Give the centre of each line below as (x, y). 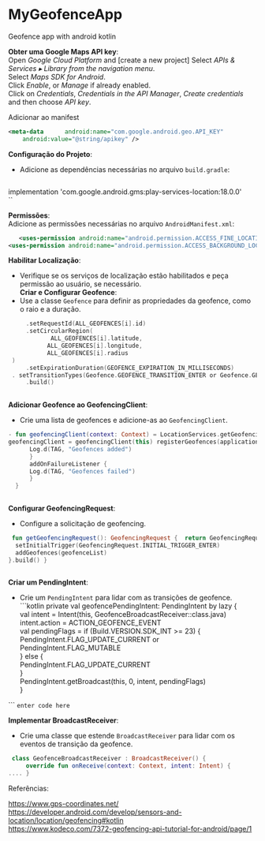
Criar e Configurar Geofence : (68, 293)
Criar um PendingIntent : (48, 582)
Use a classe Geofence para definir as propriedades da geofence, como (135, 301)
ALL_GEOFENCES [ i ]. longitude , (95, 346)
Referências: (29, 789)
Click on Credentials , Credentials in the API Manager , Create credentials (126, 93)
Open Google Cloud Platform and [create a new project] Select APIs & (122, 60)
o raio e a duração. (50, 309)
